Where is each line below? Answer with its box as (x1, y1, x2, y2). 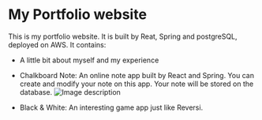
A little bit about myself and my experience (19, 55, 159, 65)
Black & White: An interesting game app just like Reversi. (19, 103, 204, 112)
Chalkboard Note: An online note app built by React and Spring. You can (19, 70, 255, 80)
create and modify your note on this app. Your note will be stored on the (19, 79, 254, 88)
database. (19, 87, 53, 96)
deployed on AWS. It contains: (8, 39, 107, 49)
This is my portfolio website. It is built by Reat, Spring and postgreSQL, (8, 32, 238, 41)
